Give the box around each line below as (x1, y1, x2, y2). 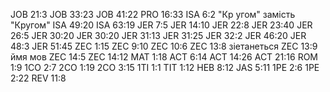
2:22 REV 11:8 (10, 72, 67, 84)
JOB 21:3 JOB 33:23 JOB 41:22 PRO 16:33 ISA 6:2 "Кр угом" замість (10, 9, 296, 20)
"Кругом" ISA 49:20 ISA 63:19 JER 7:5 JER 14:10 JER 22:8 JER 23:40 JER (10, 19, 313, 31)
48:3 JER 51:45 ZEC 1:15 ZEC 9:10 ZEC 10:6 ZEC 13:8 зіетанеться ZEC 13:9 (10, 40, 318, 52)
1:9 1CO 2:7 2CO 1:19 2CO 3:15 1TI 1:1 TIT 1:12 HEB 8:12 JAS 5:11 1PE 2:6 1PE (10, 62, 320, 73)
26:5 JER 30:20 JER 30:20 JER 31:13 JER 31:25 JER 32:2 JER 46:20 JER (10, 30, 307, 41)
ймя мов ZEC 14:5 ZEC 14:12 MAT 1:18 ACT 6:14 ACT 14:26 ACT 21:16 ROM (10, 51, 319, 63)
